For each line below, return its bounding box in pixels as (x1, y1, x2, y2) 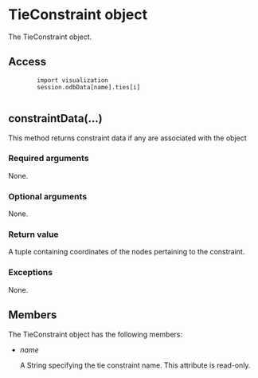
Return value (8, 229, 59, 240)
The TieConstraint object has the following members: (8, 329, 183, 339)
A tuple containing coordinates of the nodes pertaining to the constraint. (8, 247, 245, 257)
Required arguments (8, 153, 89, 164)
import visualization (37, 76, 109, 85)
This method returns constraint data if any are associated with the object (8, 133, 247, 143)
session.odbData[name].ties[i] (37, 83, 141, 91)
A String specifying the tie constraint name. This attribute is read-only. (19, 360, 251, 370)
